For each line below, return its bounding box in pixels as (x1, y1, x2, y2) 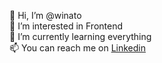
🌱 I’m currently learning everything (9, 31, 152, 42)
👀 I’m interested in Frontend (9, 20, 124, 32)
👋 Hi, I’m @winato (9, 10, 82, 21)
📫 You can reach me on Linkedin (9, 42, 146, 54)
